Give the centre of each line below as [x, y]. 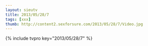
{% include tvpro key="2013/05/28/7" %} [49, 38]
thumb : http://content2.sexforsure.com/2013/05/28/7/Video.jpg [74, 24]
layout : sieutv [22, 10]
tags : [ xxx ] [18, 19]
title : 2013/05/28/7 [27, 15]
